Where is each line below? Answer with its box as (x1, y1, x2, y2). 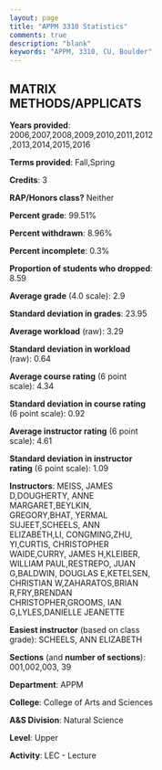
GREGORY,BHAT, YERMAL (9, 509, 108, 521)
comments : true (9, 30, 67, 39)
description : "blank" (9, 38, 92, 48)
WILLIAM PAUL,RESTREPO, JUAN (9, 558, 137, 569)
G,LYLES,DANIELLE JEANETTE (9, 607, 126, 617)
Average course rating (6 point (9, 371, 127, 382)
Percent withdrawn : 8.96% (9, 227, 113, 238)
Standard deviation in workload (9, 343, 131, 354)
